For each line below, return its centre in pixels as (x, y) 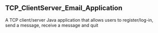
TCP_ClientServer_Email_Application (64, 8)
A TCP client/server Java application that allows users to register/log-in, (79, 20)
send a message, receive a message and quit (52, 25)
